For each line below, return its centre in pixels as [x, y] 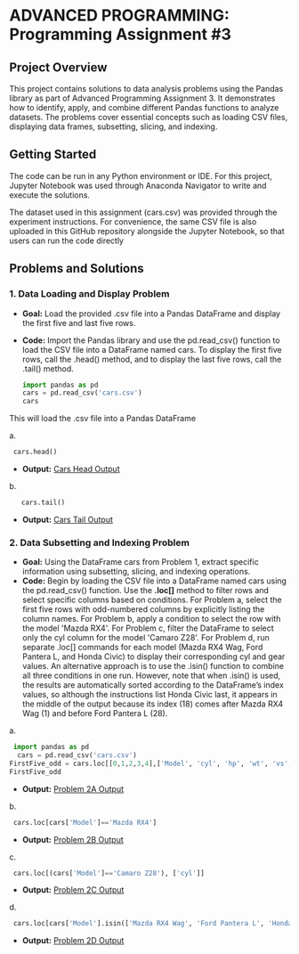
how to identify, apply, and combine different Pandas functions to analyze [144, 107]
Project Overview [58, 67]
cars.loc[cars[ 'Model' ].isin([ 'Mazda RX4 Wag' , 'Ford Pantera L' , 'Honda [153, 924]
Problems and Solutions [77, 269]
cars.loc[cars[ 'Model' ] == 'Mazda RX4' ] [85, 822]
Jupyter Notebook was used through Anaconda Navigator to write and [138, 185]
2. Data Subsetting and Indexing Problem [99, 542]
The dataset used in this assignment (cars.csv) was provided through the [143, 212]
